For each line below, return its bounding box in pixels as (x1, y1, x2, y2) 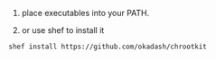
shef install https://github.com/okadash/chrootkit (8, 42, 207, 51)
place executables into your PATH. (21, 8, 150, 18)
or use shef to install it (21, 25, 105, 35)
